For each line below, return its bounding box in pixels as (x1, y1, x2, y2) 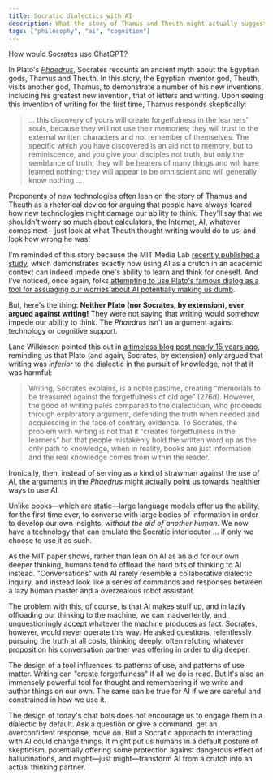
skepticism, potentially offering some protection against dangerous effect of (8, 745, 262, 755)
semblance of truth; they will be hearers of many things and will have (28, 158, 260, 168)
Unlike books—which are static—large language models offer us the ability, (8, 501, 260, 511)
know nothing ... (28, 175, 83, 185)
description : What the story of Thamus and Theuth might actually (8, 19, 238, 28)
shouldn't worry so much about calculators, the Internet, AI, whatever (8, 217, 241, 227)
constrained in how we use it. (8, 695, 107, 705)
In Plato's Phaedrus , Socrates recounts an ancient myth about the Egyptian (8, 65, 260, 75)
